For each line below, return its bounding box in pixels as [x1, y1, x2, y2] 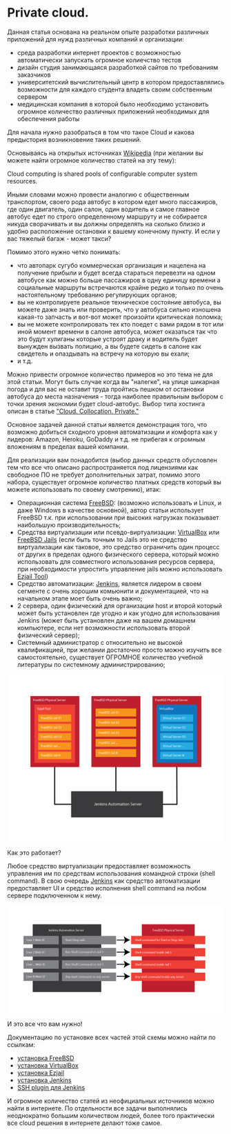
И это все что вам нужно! [7, 1020, 83, 1028]
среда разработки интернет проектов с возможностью [17, 48, 181, 57]
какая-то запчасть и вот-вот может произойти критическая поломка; [17, 313, 223, 321]
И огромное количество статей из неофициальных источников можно [7, 1097, 215, 1105]
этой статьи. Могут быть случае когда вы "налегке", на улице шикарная [7, 377, 220, 385]
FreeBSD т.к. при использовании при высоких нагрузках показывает [17, 513, 219, 522]
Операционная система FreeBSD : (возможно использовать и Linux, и [17, 498, 222, 506]
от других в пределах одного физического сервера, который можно [17, 550, 219, 558]
